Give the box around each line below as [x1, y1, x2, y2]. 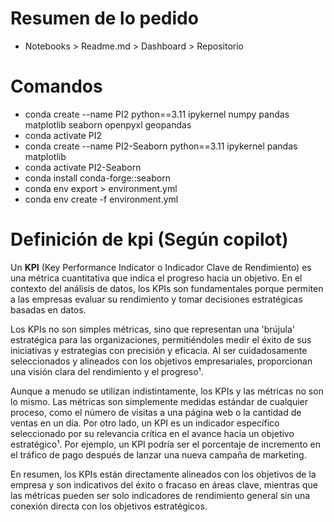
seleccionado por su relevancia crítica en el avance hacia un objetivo [10, 427, 295, 439]
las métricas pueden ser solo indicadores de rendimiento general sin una [10, 489, 311, 501]
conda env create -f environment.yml [24, 193, 179, 205]
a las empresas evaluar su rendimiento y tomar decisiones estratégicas [10, 293, 303, 305]
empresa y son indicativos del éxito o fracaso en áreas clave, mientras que [10, 478, 318, 491]
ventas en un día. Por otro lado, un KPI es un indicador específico [10, 417, 280, 429]
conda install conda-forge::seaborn [24, 172, 171, 184]
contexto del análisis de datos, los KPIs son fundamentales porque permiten [10, 282, 324, 294]
